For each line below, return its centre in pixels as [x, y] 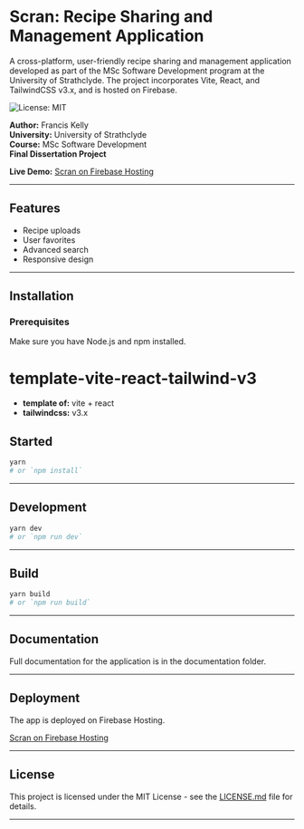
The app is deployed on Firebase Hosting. [87, 720]
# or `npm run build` [50, 603]
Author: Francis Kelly [49, 125]
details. [23, 806]
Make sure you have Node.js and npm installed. [98, 342]
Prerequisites [39, 322]
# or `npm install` [46, 471]
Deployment [45, 698]
